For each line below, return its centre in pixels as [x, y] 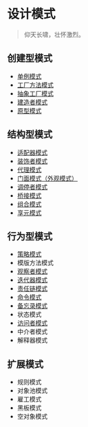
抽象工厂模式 [35, 93]
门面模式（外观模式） [47, 178]
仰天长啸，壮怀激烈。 [54, 34]
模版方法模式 [35, 263]
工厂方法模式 [35, 85]
